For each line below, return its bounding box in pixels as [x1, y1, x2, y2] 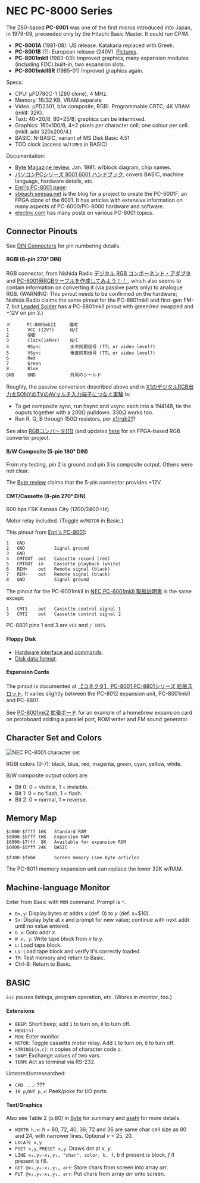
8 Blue [6, 365, 39, 371]
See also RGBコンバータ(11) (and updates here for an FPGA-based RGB [6, 427, 180, 434]
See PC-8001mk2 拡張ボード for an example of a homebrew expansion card [6, 709, 193, 716]
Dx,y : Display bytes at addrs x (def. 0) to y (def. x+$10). [14, 910, 151, 917]
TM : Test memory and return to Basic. [14, 954, 105, 962]
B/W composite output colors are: [6, 772, 89, 779]
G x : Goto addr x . [14, 929, 57, 936]
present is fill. [14, 1157, 49, 1165]
